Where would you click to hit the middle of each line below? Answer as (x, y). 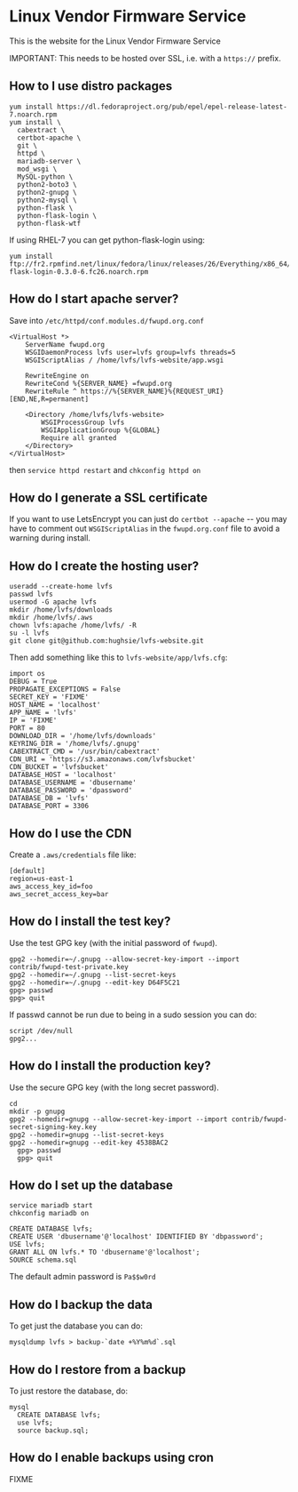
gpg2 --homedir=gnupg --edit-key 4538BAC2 (89, 1143)
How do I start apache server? (94, 299)
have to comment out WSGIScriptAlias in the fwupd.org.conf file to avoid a (145, 529)
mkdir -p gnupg (37, 1111)
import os (27, 674)
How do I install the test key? (90, 922)
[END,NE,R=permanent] (49, 399)
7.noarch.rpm (33, 114)
